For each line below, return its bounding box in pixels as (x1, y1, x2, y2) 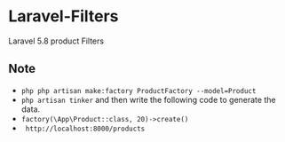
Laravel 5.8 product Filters (8, 35, 104, 46)
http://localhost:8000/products (25, 124, 146, 133)
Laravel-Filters (8, 6, 119, 27)
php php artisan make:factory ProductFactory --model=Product (20, 86, 257, 95)
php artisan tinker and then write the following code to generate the (20, 94, 276, 105)
